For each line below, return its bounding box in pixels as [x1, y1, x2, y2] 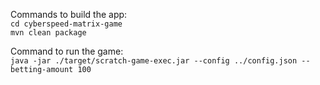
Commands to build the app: [10, 9, 128, 20]
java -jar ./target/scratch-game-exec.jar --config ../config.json [10, 56, 298, 66]
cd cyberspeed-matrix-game [10, 19, 123, 29]
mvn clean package [10, 28, 87, 38]
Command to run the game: [10, 45, 124, 57]
